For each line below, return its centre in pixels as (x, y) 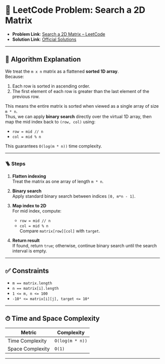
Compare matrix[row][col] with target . (60, 231)
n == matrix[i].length (35, 288)
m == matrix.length (32, 283)
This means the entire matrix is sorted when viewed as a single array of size (82, 106)
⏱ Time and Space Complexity (52, 318)
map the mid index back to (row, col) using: (50, 121)
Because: (15, 76)
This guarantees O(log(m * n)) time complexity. (54, 146)
